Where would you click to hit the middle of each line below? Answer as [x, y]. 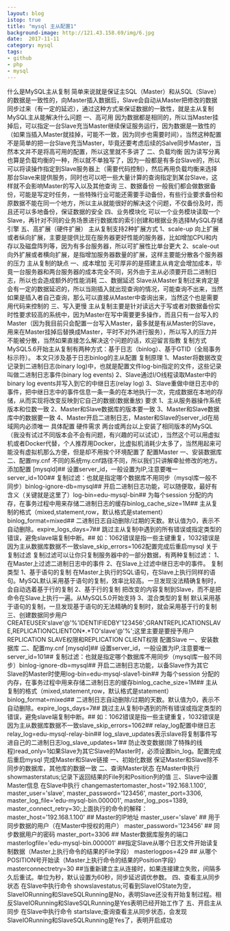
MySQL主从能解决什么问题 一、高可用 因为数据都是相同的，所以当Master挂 [113, 117]
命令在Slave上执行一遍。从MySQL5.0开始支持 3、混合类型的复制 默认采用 [111, 597]
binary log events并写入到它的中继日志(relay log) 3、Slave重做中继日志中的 [113, 383]
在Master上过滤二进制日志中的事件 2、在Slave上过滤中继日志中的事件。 [108, 563]
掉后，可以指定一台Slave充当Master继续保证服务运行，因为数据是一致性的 [112, 126]
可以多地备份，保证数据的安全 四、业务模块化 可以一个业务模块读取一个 [119, 211]
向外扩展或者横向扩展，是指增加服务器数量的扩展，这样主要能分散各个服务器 [115, 254]
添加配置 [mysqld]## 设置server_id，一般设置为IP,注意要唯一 [92, 469]
